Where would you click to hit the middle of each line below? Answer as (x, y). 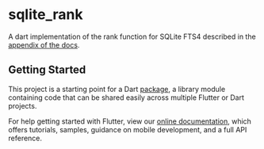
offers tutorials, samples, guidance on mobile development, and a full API (128, 129)
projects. (23, 105)
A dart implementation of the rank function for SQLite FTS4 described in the (132, 36)
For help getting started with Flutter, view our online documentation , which (130, 121)
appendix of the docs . (44, 44)
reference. (25, 138)
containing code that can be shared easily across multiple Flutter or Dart (126, 97)
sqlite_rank (46, 15)
